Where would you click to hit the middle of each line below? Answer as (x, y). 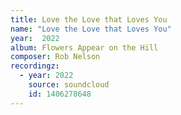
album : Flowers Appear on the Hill (84, 47)
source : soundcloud (69, 85)
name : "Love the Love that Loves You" (91, 29)
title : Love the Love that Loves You (89, 19)
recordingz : (35, 66)
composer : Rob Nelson (55, 57)
